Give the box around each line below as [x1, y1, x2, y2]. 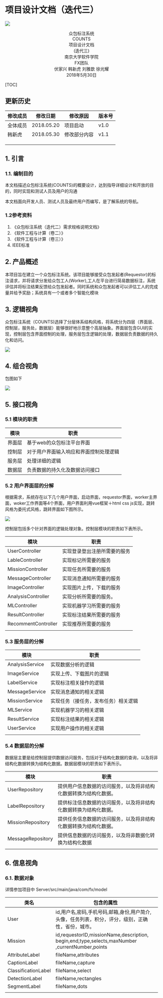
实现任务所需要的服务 [62, 566, 111, 573]
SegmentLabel [7, 983, 41, 990]
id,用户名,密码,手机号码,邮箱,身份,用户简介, [55, 909, 152, 916]
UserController [7, 548, 41, 555]
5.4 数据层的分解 [5, 743, 45, 750]
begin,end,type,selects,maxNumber [55, 937, 137, 944]
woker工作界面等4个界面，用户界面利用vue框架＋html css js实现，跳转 [13, 500, 155, 506]
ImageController [7, 584, 45, 591]
